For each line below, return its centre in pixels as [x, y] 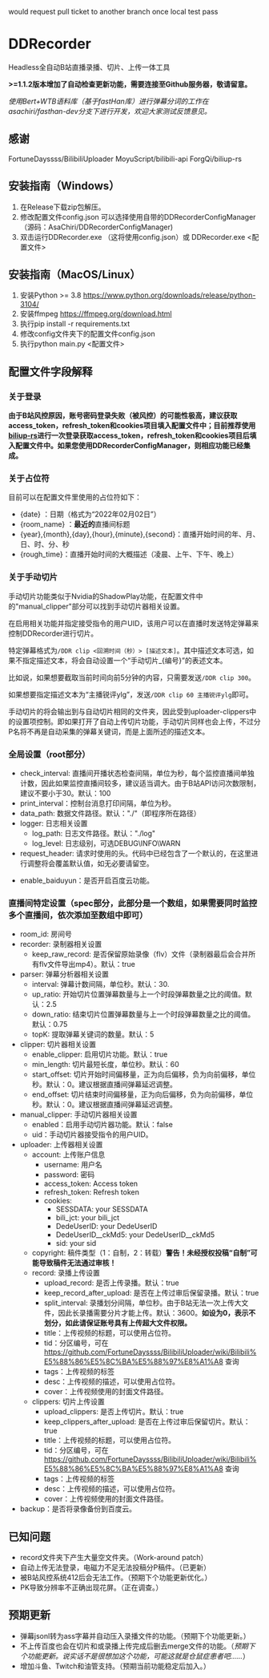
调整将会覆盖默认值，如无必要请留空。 [90, 863]
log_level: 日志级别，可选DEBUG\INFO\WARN [106, 843]
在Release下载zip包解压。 [62, 207]
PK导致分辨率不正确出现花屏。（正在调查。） [91, 1587]
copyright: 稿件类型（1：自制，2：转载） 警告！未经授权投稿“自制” [141, 1253]
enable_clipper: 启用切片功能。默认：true [100, 1054]
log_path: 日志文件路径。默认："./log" [94, 833]
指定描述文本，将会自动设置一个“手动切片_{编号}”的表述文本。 [124, 660]
